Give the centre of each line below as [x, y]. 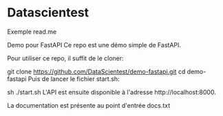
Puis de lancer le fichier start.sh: [74, 79]
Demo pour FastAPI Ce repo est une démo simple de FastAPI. [94, 45]
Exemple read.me [32, 32]
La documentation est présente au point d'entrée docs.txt [89, 105]
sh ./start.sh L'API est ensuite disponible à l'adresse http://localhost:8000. [112, 92]
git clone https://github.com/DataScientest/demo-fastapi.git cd [96, 71]
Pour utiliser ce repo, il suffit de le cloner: [65, 58]
